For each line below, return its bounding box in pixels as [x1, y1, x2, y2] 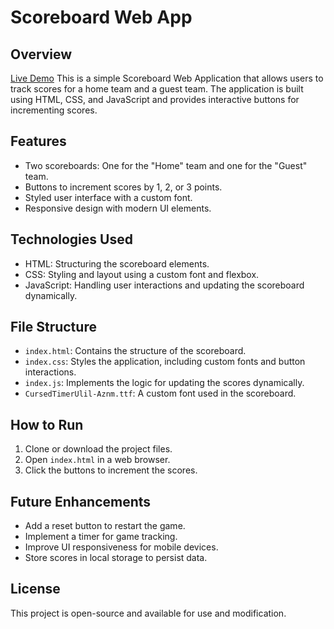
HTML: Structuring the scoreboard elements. [24, 257, 210, 270]
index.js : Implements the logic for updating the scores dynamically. [24, 377, 305, 389]
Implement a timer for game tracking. [24, 531, 178, 543]
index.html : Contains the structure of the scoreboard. [24, 345, 247, 357]
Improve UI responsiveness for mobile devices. [24, 541, 219, 553]
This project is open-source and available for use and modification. [10, 607, 287, 619]
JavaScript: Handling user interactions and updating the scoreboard [24, 279, 305, 291]
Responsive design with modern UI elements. [24, 202, 212, 214]
